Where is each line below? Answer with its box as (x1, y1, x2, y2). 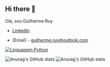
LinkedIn (12, 28, 30, 33)
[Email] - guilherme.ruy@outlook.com (12, 37, 88, 43)
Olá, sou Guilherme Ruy (5, 18, 53, 24)
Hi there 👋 (5, 5, 36, 13)
